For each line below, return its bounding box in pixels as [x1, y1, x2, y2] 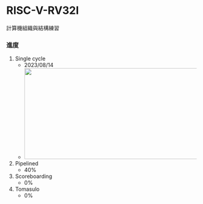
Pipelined [14, 160, 39, 167]
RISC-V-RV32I [6, 4, 79, 18]
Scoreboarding [14, 173, 53, 180]
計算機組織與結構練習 [6, 24, 59, 31]
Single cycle [14, 55, 46, 62]
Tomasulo [14, 185, 40, 193]
